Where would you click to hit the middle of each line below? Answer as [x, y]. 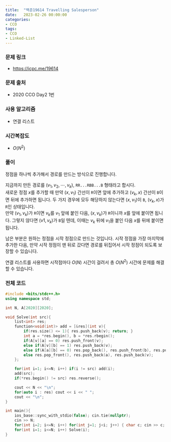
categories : [18, 19]
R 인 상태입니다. [20, 207]
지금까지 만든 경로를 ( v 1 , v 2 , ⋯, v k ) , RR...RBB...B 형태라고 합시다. [70, 185]
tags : [11, 29]
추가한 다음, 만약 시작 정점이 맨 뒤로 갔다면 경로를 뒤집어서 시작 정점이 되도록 [81, 245]
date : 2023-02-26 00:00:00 [36, 15]
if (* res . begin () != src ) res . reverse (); [58, 378]
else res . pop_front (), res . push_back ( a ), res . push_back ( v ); [89, 355]
